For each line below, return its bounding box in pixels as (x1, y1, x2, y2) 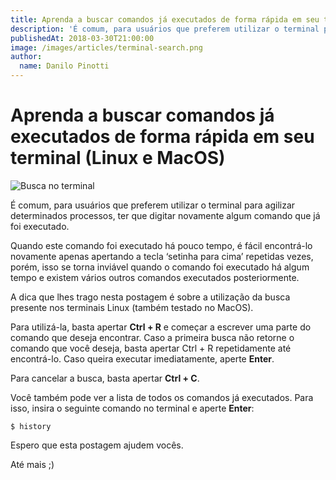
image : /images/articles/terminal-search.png (10, 42, 203, 53)
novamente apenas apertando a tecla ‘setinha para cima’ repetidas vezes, (10, 250, 314, 262)
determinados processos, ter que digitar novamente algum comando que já (10, 209, 321, 221)
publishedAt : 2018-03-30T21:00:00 (10, 33, 155, 43)
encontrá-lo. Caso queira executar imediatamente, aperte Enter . (10, 352, 275, 365)
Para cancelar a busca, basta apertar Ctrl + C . (10, 372, 200, 384)
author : (10, 52, 43, 62)
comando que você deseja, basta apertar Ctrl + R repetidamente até (10, 342, 292, 354)
